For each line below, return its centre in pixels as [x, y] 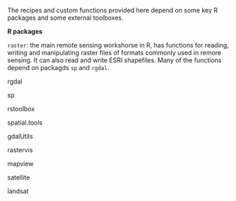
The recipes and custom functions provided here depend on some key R [112, 10]
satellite [19, 177]
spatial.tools [25, 122]
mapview [20, 163]
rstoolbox [21, 109]
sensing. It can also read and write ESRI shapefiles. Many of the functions [114, 60]
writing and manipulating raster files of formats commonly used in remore [114, 53]
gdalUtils [20, 136]
